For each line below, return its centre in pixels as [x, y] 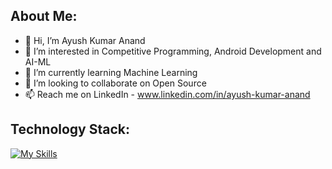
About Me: [44, 16]
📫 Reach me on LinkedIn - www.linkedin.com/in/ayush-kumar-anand [167, 94]
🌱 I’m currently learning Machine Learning [111, 72]
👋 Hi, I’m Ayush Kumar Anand [85, 40]
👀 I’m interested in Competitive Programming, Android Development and [173, 51]
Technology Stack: [70, 129]
